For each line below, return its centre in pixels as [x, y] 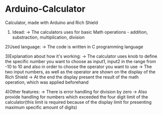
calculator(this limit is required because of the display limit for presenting [79, 102]
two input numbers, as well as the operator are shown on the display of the [80, 71]
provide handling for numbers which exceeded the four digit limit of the [77, 97]
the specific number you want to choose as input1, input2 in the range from [81, 61]
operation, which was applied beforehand [47, 82]
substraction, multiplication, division [48, 37]
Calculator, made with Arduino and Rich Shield [52, 23]
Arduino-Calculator [45, 9]
